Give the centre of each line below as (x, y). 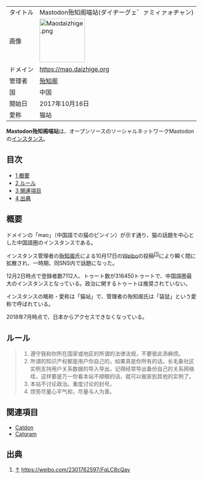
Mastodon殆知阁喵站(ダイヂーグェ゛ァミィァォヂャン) (117, 12)
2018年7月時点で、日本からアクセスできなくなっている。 (77, 317)
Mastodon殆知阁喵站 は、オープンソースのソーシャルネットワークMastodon (100, 131)
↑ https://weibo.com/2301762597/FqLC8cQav (72, 469)
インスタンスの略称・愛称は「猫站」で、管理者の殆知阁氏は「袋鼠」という (99, 296)
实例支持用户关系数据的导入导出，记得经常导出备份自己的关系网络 (112, 369)
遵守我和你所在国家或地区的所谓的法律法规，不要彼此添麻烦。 (107, 353)
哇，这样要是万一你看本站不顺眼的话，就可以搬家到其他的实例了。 (112, 377)
